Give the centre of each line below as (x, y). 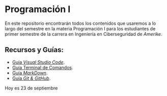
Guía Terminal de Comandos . (43, 67)
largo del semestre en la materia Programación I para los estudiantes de (80, 28)
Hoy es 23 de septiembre (31, 88)
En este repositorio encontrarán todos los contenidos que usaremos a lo (80, 23)
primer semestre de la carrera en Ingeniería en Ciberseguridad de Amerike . (83, 34)
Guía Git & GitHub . (31, 78)
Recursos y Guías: (34, 50)
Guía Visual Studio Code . (38, 62)
